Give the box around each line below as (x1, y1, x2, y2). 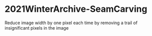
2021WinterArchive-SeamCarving (4, 3, 148, 15)
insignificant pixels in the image (4, 25, 69, 31)
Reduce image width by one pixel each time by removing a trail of (4, 20, 138, 26)
